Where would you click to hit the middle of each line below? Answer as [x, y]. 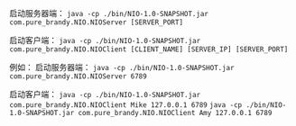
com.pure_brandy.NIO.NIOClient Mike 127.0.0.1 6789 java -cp [125, 105]
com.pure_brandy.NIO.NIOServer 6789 [78, 76]
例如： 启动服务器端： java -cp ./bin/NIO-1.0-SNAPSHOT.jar [122, 67]
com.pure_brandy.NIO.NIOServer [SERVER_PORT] [96, 22]
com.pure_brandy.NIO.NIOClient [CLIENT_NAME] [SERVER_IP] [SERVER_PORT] [149, 49]
